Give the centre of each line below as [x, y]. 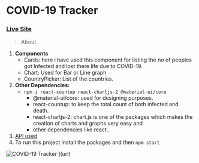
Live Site [19, 29]
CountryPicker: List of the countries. [69, 79]
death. [41, 110]
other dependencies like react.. [71, 130]
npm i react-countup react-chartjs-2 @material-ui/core [95, 92]
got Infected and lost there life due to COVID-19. [83, 66]
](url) [64, 154]
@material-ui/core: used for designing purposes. [93, 98]
